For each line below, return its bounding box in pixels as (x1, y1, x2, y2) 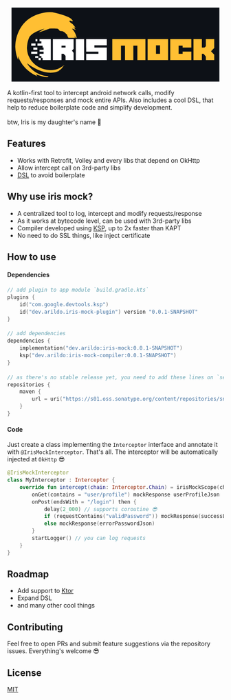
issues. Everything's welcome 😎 (7, 647, 100, 655)
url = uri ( (32, 396, 63, 403)
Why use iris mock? (7, 191, 93, 203)
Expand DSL (16, 594, 53, 602)
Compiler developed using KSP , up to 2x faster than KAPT (16, 223, 181, 232)
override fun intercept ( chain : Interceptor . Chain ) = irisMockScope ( (19, 483, 220, 490)
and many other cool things (16, 601, 95, 610)
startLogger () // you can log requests (32, 535, 146, 542)
